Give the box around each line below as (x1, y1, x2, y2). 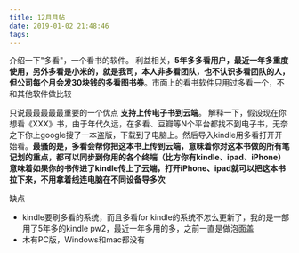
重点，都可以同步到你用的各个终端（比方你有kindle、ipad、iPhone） (32, 152, 287, 163)
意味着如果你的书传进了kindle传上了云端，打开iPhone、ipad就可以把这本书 (9, 163, 287, 174)
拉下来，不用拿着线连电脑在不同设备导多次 (9, 175, 166, 185)
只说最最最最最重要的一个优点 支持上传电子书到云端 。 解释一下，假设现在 (9, 108, 279, 118)
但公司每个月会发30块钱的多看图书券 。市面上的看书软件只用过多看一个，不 (9, 78, 285, 88)
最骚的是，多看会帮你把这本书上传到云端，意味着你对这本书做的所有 (32, 141, 282, 151)
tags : (9, 29, 29, 38)
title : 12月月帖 (9, 12, 66, 22)
